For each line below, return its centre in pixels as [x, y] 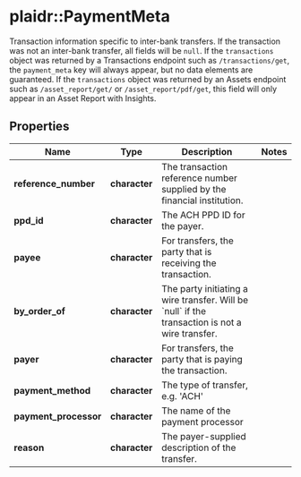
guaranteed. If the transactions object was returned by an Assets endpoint [148, 79]
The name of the [196, 411]
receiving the [189, 263]
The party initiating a [205, 288]
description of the [198, 447]
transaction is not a [201, 322]
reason [29, 447]
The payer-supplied [203, 436]
